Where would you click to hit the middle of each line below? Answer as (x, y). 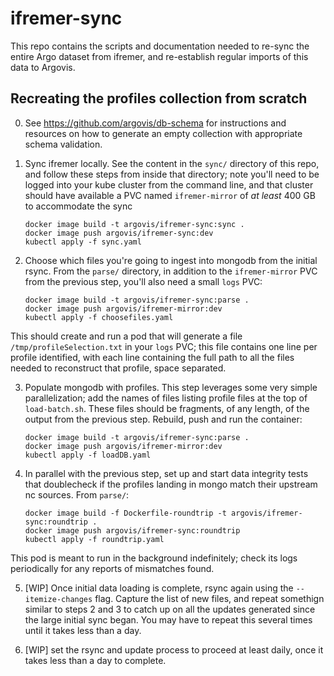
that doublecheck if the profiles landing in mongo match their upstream (171, 484)
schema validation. (63, 144)
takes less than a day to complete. (95, 660)
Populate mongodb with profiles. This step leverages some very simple (171, 387)
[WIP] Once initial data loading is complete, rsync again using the (159, 588)
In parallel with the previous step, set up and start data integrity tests (166, 473)
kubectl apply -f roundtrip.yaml (94, 539)
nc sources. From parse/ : (77, 494)
